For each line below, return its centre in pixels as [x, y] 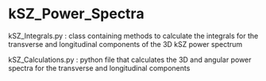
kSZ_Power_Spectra [76, 14]
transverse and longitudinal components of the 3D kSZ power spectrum [125, 44]
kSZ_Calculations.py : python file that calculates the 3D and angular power [130, 60]
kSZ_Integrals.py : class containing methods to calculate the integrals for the [133, 36]
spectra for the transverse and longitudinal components [99, 67]
